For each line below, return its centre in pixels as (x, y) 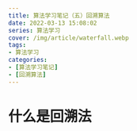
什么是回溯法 (50, 116)
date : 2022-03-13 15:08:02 (53, 23)
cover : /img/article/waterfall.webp (68, 38)
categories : (28, 60)
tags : (17, 45)
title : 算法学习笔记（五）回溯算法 (59, 15)
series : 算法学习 (34, 30)
